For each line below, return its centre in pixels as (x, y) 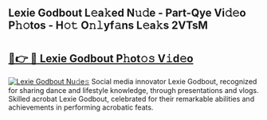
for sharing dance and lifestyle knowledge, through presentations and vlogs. (133, 90)
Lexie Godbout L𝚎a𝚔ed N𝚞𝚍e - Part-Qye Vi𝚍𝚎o (127, 13)
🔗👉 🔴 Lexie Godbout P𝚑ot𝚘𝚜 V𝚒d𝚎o (101, 58)
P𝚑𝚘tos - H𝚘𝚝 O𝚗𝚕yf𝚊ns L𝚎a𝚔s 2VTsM (108, 26)
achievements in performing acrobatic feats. (81, 107)
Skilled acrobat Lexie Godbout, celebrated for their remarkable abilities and (132, 99)
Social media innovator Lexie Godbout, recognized (174, 81)
